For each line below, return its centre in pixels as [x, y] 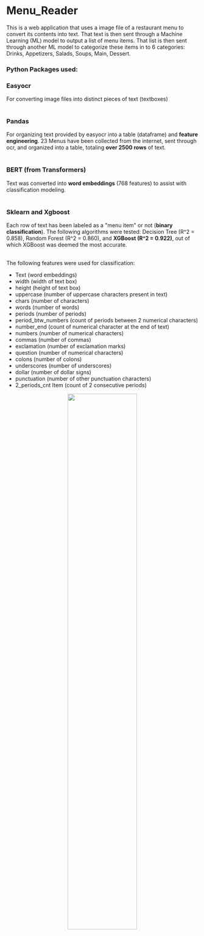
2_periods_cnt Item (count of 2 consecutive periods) [81, 385]
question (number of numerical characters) [69, 353]
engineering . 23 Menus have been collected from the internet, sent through [101, 141]
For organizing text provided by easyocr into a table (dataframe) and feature [102, 134]
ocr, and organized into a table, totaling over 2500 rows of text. [86, 148]
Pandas [18, 122]
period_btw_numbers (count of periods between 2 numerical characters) [107, 321]
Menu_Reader [42, 11]
